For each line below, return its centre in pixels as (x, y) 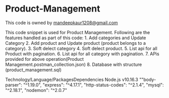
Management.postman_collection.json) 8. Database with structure (74, 64)
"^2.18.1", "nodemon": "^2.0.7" (36, 90)
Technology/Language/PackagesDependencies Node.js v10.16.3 (72, 79)
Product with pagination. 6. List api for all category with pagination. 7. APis (82, 54)
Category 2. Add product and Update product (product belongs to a (76, 43)
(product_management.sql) (34, 70)
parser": (14, 85)
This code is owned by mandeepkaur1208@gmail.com (62, 23)
